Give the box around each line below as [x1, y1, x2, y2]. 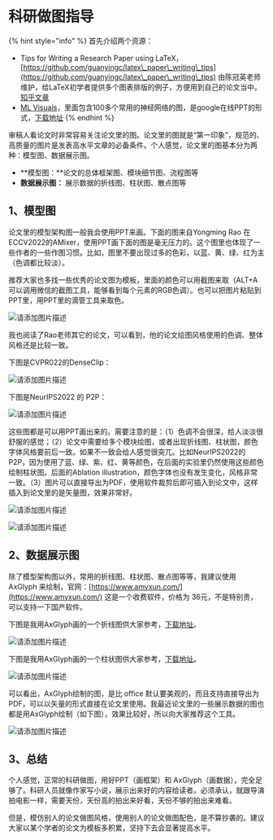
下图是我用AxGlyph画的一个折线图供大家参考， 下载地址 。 [8, 619, 201, 629]
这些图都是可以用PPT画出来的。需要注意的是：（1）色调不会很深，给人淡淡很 [8, 427, 264, 436]
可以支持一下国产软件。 [8, 602, 87, 611]
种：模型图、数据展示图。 [8, 150, 94, 160]
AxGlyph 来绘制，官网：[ [8, 581, 92, 591]
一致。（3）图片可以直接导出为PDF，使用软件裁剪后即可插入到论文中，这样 [8, 477, 258, 487]
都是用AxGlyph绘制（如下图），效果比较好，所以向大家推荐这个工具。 [8, 709, 240, 719]
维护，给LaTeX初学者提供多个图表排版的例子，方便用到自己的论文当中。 [19, 82, 262, 92]
